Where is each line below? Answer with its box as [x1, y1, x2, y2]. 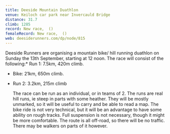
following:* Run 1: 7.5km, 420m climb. [5, 61, 84, 67]
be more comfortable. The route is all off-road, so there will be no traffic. [12, 117, 165, 123]
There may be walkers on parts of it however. [12, 123, 108, 129]
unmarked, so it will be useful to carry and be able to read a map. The [12, 101, 159, 107]
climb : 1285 [5, 21, 31, 27]
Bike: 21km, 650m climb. [12, 70, 64, 76]
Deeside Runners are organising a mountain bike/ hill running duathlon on [5, 49, 159, 56]
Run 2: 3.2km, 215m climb [12, 80, 67, 87]
